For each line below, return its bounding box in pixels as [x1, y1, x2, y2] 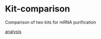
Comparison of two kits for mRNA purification [5, 19, 96, 25]
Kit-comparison [5, 3, 70, 14]
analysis [5, 28, 22, 34]
